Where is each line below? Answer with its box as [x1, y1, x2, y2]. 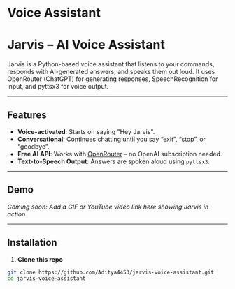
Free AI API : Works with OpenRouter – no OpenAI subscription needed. [17, 149, 222, 158]
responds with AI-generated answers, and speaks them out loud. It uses [7, 68, 215, 76]
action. [7, 209, 28, 218]
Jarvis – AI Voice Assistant [7, 37, 166, 53]
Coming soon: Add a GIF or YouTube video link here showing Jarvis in [7, 202, 209, 211]
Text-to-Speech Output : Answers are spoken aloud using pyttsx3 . [17, 157, 211, 165]
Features [7, 109, 47, 121]
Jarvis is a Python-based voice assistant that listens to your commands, [7, 60, 215, 68]
